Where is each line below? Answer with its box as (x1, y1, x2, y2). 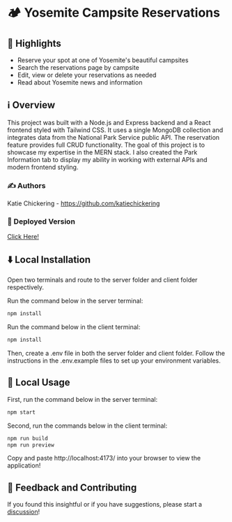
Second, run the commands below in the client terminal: (7, 421, 168, 430)
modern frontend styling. (7, 163, 79, 171)
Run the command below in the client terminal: (7, 323, 141, 331)
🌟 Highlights (7, 37, 61, 49)
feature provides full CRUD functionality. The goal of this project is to (7, 140, 206, 149)
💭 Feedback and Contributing (7, 481, 137, 493)
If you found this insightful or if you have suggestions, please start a (7, 500, 202, 509)
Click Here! (7, 233, 40, 241)
